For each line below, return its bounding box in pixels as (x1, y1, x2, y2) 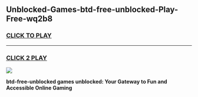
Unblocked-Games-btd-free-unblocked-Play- (6, 5, 179, 15)
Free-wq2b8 (6, 14, 53, 24)
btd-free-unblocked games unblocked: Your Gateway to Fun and (6, 78, 167, 85)
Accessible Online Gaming (6, 84, 72, 91)
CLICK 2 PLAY (6, 53, 47, 62)
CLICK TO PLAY (6, 32, 52, 40)
